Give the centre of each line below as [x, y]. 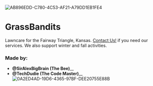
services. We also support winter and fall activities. [56, 45]
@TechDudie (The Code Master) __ [47, 74]
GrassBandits [33, 27]
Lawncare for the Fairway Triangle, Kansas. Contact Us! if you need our [76, 40]
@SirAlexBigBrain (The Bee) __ [43, 69]
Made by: [17, 58]
